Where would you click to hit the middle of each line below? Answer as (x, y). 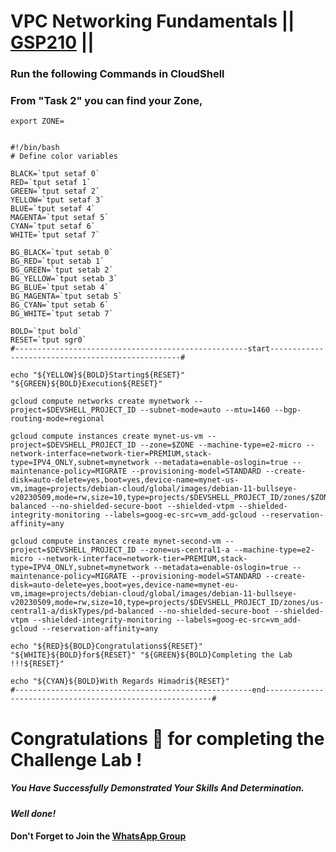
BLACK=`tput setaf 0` (55, 174)
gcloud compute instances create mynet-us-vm (106, 436)
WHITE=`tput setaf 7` (55, 235)
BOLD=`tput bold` (46, 331)
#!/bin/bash (35, 148)
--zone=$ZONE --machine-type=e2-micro (220, 445)
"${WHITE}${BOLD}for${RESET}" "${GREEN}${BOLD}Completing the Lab (151, 655)
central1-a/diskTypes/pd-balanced (82, 611)
